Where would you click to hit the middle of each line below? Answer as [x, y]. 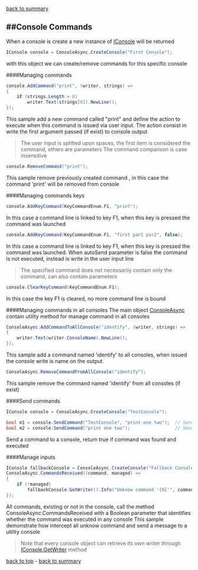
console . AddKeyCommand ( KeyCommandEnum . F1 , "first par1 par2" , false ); [95, 235]
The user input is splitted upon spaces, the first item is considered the [105, 143]
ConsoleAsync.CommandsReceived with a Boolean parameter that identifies [99, 513]
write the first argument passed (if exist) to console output [77, 132]
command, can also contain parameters [69, 276]
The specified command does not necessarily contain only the [96, 270]
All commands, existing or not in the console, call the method [80, 506]
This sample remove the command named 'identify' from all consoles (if [93, 383]
